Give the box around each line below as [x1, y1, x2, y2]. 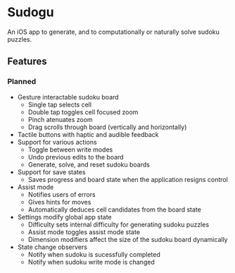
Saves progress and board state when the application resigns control [27, 175, 229, 183]
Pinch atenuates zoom [27, 115, 93, 123]
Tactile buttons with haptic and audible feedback [17, 130, 159, 138]
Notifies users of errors [27, 190, 96, 198]
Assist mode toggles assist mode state [27, 227, 141, 236]
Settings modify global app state [17, 212, 113, 221]
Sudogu [7, 4, 54, 20]
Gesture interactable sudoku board [17, 92, 119, 101]
